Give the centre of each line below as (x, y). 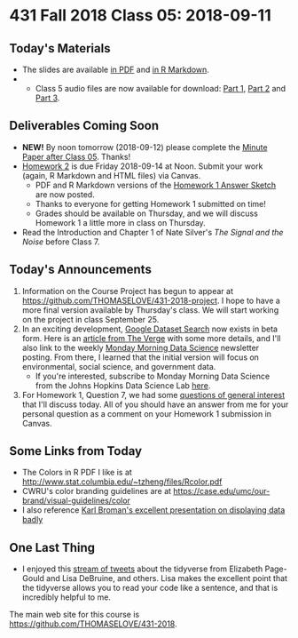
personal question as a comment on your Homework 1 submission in (147, 413)
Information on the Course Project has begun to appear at (127, 291)
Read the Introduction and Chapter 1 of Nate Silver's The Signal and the (153, 232)
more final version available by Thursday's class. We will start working (150, 310)
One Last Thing (52, 547)
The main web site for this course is (74, 615)
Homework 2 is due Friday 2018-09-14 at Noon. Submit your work (142, 166)
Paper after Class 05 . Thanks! (76, 156)
